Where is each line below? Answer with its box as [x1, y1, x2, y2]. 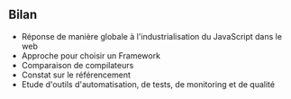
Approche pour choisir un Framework [21, 49, 161, 61]
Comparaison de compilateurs [21, 59, 134, 70]
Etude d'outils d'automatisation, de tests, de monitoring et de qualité [21, 78, 276, 89]
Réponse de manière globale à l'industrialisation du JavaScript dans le [21, 31, 283, 41]
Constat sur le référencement [21, 69, 132, 80]
